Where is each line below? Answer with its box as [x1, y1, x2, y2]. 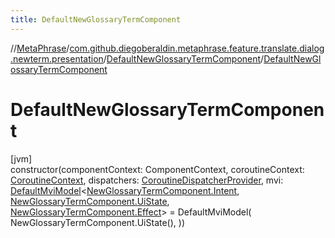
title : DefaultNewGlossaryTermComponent [10, 14, 182, 25]
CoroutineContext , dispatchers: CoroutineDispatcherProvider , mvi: [10, 174, 284, 186]
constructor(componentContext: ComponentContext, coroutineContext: [10, 163, 305, 175]
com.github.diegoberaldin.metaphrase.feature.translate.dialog [69, 42, 325, 54]
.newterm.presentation [10, 52, 104, 65]
